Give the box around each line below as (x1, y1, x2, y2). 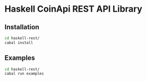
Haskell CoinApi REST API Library (4, 3, 143, 15)
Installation (4, 23, 39, 31)
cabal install (4, 40, 34, 45)
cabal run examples (4, 71, 44, 76)
